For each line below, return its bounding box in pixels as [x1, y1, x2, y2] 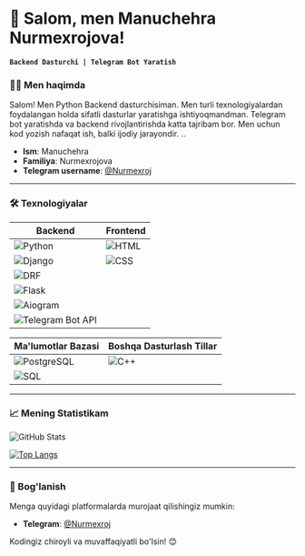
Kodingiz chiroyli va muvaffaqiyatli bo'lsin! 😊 [9, 536, 177, 547]
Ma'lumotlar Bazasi [14, 339, 100, 352]
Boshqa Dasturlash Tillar [107, 339, 218, 352]
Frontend [105, 224, 147, 237]
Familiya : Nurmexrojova [22, 156, 113, 167]
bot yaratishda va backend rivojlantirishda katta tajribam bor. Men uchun [9, 118, 280, 130]
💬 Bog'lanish [9, 480, 66, 492]
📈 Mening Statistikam [9, 407, 109, 420]
